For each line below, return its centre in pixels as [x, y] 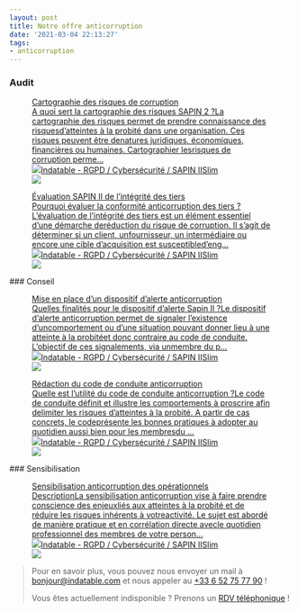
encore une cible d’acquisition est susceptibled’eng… [131, 245]
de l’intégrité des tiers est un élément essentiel [164, 216]
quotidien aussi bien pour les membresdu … [113, 432]
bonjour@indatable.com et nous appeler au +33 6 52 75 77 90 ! [149, 580]
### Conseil [32, 282]
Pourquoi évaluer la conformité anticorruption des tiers [133, 206]
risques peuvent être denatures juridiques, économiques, [138, 140]
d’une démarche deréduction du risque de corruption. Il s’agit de [151, 225]
